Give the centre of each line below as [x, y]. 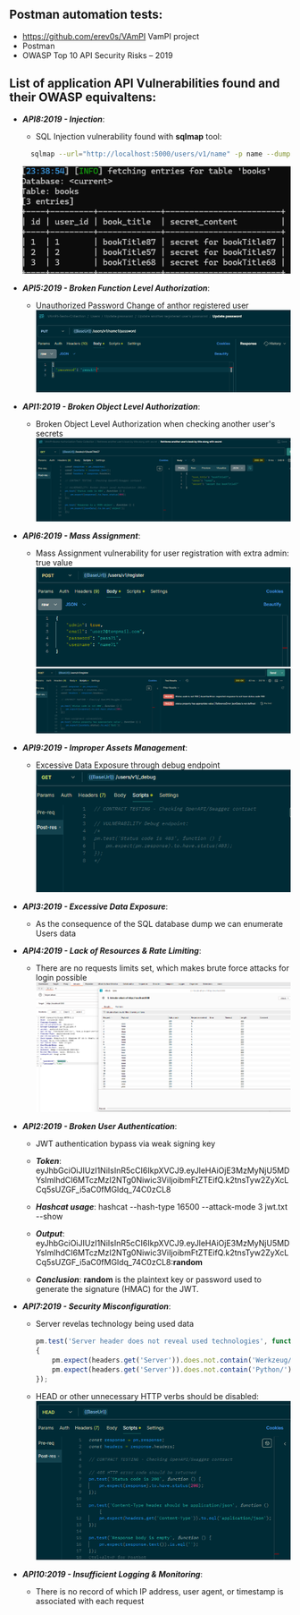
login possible [61, 977]
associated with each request [90, 1602]
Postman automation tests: [86, 15]
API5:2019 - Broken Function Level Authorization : [116, 288]
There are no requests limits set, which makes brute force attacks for [162, 968]
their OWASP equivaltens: [83, 98]
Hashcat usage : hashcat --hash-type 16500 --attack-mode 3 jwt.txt [162, 1207]
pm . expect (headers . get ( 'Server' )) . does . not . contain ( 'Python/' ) [172, 1369]
